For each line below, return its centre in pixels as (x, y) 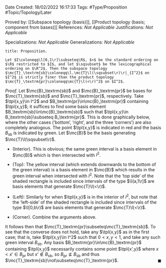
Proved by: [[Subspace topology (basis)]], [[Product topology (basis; (75, 22)
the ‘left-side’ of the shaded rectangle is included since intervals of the (84, 202)
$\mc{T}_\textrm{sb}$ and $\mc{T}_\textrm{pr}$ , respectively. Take (74, 96)
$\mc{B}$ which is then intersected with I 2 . (56, 155)
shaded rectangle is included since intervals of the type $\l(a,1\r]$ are (83, 181)
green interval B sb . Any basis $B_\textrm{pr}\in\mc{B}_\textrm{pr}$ (73, 243)
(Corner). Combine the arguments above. (54, 217)
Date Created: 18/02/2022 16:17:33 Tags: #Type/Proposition (66, 7)
